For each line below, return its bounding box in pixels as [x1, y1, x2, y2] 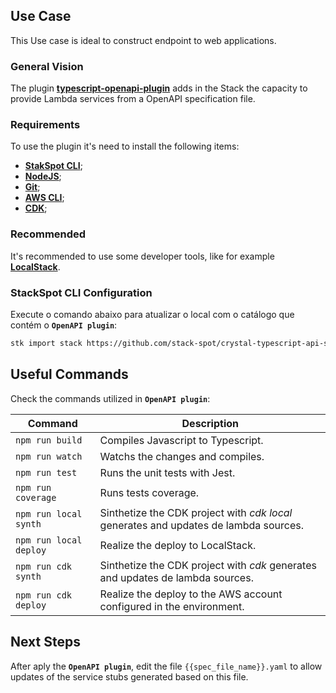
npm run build [15, 434, 83, 446]
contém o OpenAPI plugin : [10, 319, 118, 331]
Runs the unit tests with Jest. [99, 465, 236, 479]
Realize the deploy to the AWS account [99, 587, 283, 601]
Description [181, 416, 239, 430]
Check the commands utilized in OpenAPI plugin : [10, 392, 211, 404]
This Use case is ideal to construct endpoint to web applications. [10, 34, 277, 46]
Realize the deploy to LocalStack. [99, 538, 257, 552]
